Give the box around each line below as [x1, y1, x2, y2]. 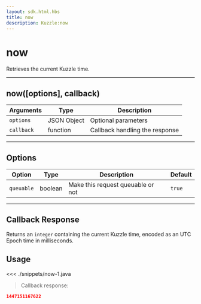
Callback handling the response [90, 126, 179, 135]
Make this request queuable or [68, 180, 154, 189]
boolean [39, 184, 63, 192]
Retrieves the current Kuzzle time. [6, 65, 90, 72]
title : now [6, 14, 33, 20]
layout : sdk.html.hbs [6, 8, 60, 15]
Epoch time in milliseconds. [6, 237, 74, 244]
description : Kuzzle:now [6, 20, 68, 26]
